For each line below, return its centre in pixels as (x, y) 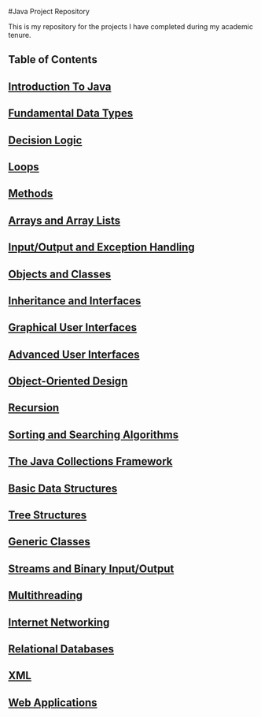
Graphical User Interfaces (73, 327)
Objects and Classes (60, 274)
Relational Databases (61, 649)
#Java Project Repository (49, 11)
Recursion (34, 408)
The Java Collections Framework (90, 461)
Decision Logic (45, 140)
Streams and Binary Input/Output (91, 568)
